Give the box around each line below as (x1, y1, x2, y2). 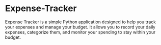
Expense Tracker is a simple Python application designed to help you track (5, 19, 156, 25)
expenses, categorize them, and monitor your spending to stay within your (5, 29, 156, 35)
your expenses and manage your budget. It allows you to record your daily (5, 24, 156, 30)
